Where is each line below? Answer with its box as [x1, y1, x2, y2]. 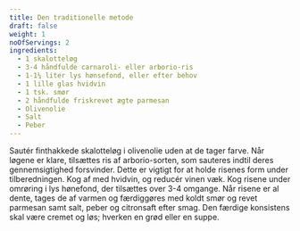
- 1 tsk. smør [17, 87, 70, 96]
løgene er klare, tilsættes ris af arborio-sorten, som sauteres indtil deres [9, 155, 274, 165]
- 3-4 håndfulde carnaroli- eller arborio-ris [17, 63, 194, 72]
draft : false [9, 21, 58, 30]
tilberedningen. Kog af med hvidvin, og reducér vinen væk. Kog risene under [9, 174, 291, 184]
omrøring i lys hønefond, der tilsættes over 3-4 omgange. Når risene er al [9, 184, 279, 194]
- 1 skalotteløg [17, 54, 78, 63]
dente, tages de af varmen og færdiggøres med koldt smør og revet [9, 193, 258, 203]
